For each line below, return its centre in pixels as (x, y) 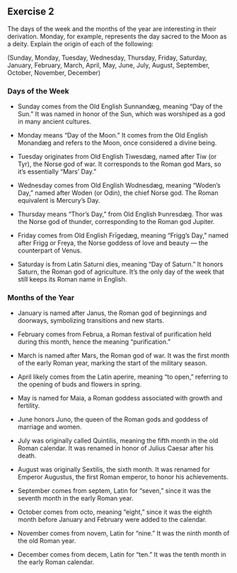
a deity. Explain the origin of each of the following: (81, 44)
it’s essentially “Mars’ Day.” (57, 172)
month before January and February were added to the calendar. (112, 520)
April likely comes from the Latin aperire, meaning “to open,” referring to (123, 377)
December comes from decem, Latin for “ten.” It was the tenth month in (122, 555)
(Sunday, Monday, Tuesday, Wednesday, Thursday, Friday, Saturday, (107, 57)
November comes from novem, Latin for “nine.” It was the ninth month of (123, 533)
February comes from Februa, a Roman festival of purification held (115, 334)
